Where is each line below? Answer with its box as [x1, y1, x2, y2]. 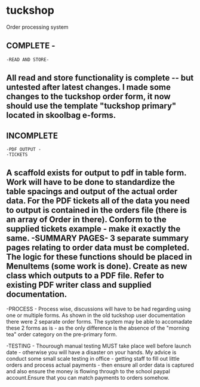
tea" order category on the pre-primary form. [6, 330, 118, 338]
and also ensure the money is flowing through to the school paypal [6, 367, 170, 374]
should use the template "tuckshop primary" [6, 101, 177, 111]
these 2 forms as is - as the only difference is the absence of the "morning [6, 324, 190, 331]
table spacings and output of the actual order [6, 187, 178, 197]
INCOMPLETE [6, 130, 59, 141]
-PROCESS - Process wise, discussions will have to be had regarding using [6, 305, 191, 312]
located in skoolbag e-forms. [6, 110, 116, 120]
